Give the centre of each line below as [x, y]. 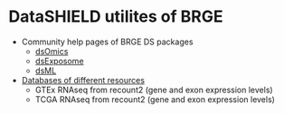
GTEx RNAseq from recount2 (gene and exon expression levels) [154, 90]
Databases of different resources [83, 80]
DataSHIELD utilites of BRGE [116, 17]
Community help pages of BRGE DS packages [107, 42]
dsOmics [52, 51]
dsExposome [59, 61]
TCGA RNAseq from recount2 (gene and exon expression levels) [155, 99]
